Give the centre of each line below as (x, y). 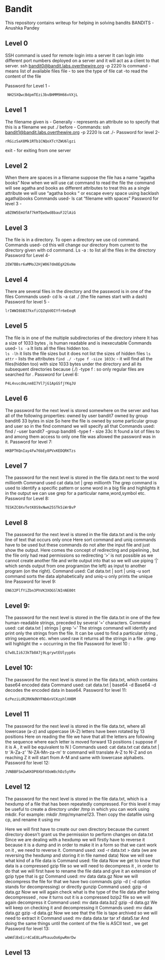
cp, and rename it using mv (33, 819)
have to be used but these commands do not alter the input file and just (78, 545)
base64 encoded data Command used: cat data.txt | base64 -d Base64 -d (81, 685)
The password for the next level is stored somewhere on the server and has (82, 410)
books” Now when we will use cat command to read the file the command (80, 183)
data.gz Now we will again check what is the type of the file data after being (82, 892)
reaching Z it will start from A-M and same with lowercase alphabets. (75, 757)
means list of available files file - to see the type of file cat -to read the (76, 71)
